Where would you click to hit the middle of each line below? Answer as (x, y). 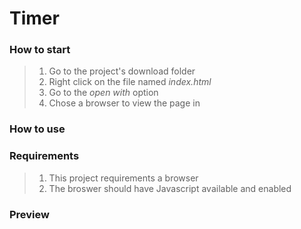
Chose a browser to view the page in (124, 103)
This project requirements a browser (123, 178)
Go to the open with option (103, 93)
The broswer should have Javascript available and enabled (170, 188)
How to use (37, 129)
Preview (29, 214)
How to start (40, 50)
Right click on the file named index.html (130, 82)
